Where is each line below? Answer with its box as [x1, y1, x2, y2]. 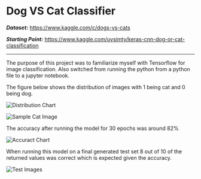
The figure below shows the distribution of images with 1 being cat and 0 [6, 83, 185, 90]
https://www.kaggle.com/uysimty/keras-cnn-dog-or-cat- [44, 35, 185, 43]
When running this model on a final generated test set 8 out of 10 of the [6, 148, 182, 155]
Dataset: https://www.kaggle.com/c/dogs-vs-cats [6, 24, 130, 31]
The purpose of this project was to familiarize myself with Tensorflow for [6, 59, 185, 66]
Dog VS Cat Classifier [6, 4, 115, 18]
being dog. [6, 90, 33, 97]
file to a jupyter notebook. [6, 72, 70, 79]
